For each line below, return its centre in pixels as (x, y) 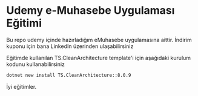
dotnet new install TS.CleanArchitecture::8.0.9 (69, 75)
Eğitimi (24, 23)
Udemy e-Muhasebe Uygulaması (91, 10)
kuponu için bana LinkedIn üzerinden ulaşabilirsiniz (70, 46)
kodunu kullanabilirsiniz (36, 64)
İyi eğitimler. (21, 86)
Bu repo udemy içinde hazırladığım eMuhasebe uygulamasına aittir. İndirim (99, 40)
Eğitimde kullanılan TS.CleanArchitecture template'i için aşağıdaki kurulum (99, 58)
